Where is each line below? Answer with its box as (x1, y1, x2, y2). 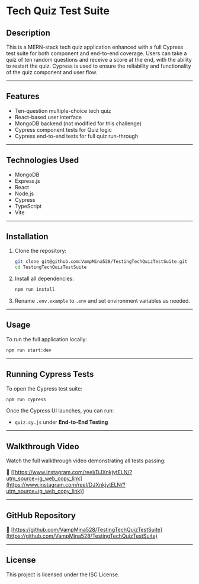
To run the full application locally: (6, 335, 88, 342)
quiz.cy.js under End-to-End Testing (14, 418, 108, 426)
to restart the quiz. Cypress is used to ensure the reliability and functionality (6, 62, 191, 69)
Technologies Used (6, 155, 79, 166)
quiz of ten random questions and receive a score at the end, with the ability (6, 56, 192, 63)
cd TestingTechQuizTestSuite (14, 264, 87, 271)
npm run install (14, 287, 55, 293)
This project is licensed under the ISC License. (6, 571, 120, 578)
